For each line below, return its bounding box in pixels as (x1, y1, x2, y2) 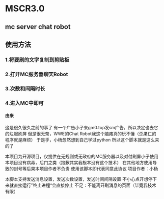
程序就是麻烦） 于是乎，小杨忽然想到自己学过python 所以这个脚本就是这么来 (5, 137, 160, 142)
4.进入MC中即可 (5, 99, 44, 106)
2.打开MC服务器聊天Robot (5, 71, 68, 78)
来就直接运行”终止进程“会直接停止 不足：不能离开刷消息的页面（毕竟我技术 (5, 182, 157, 188)
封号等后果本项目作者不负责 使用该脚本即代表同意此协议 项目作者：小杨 (13, 166, 158, 171)
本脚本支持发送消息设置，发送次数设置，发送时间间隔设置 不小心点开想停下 (5, 176, 157, 182)
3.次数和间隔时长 (5, 85, 46, 92)
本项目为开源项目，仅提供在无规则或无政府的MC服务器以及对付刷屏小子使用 (5, 153, 159, 159)
